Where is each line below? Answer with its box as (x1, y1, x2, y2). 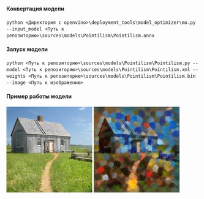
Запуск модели (6, 45, 48, 53)
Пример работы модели (6, 92, 72, 100)
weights (6, 73, 26, 80)
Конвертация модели (6, 5, 64, 12)
